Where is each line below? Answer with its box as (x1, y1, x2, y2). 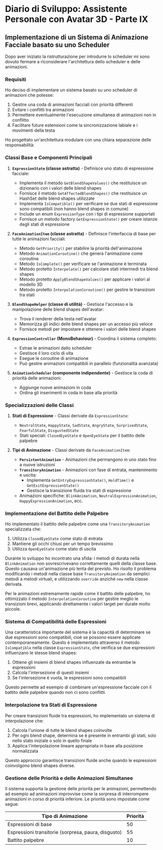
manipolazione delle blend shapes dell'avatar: (12, 306, 104, 312)
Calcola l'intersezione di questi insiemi (12, 670, 89, 675)
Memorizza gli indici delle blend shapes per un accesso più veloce (19, 321, 153, 327)
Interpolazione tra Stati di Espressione (5, 702, 97, 708)
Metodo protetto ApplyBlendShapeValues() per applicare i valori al (19, 276, 150, 282)
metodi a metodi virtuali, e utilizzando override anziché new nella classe (5, 576, 148, 582)
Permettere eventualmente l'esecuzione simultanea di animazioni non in (12, 112, 157, 118)
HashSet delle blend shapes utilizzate (19, 195, 95, 201)
